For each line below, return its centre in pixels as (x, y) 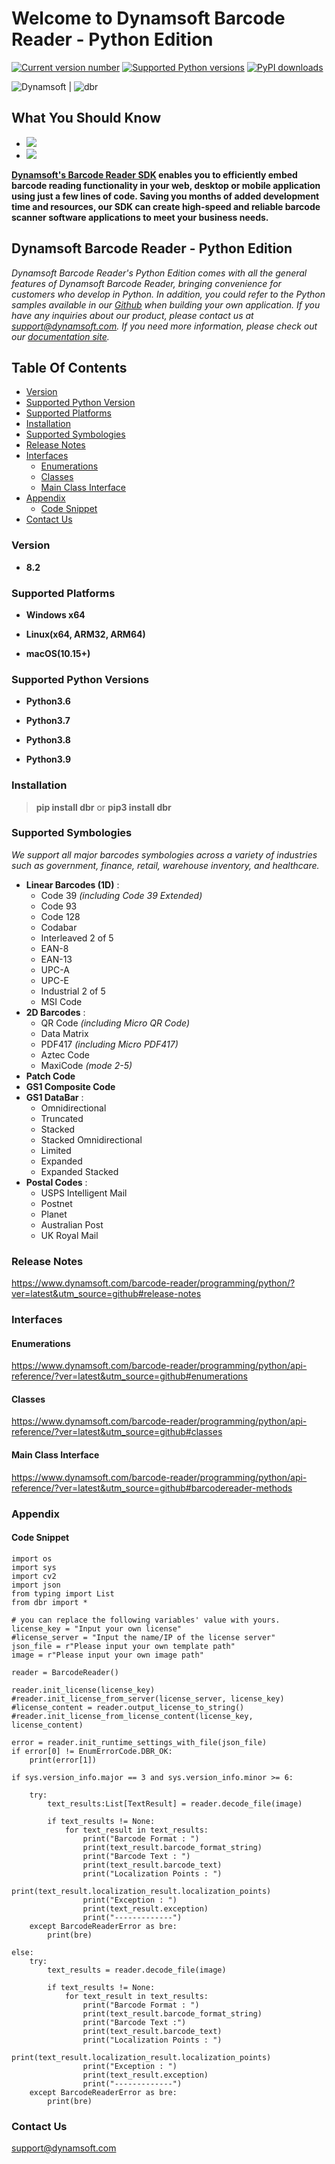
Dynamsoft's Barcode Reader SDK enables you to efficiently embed (154, 174)
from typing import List (63, 1593)
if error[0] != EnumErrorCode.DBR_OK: (92, 1751)
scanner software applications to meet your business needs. (140, 217)
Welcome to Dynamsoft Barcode (148, 18)
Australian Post (72, 1224)
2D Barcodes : (55, 1012)
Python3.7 (48, 721)
